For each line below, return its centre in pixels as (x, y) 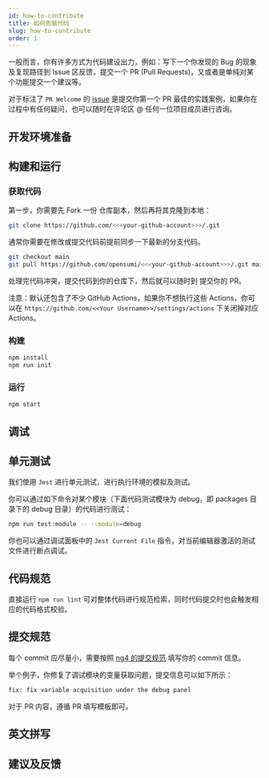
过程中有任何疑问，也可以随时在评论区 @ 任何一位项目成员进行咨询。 (122, 109)
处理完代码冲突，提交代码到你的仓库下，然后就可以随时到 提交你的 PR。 (127, 281)
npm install (28, 358)
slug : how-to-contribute (50, 30)
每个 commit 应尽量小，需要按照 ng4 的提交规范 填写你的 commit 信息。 (127, 658)
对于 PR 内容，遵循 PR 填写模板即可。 (70, 706)
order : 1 (23, 38)
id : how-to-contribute (46, 16)
